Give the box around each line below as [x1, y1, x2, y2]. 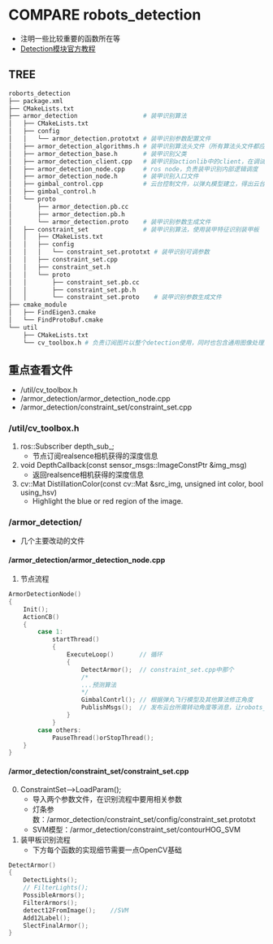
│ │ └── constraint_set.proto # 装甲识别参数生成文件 [8, 293, 222, 301]
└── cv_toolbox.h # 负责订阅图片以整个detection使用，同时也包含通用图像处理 [23, 339, 264, 347]
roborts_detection [8, 89, 71, 97]
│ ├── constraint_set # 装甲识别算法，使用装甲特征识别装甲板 [8, 225, 260, 233]
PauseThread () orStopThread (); [51, 734, 154, 742]
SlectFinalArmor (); [23, 921, 89, 929]
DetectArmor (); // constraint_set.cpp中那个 [80, 665, 234, 673]
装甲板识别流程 [19, 834, 71, 844]
